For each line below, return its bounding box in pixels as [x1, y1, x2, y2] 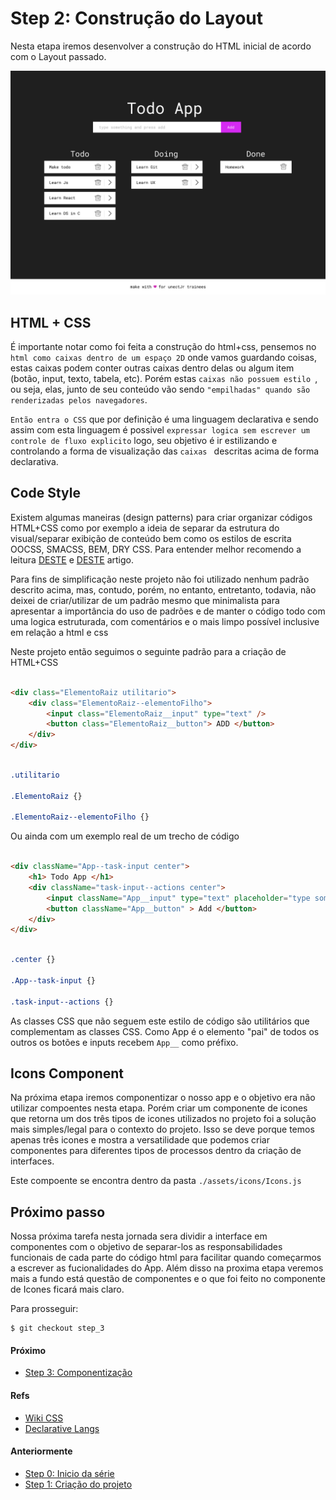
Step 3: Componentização [24, 1367, 133, 1379]
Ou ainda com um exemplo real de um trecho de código [10, 830, 240, 842]
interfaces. [10, 1155, 55, 1167]
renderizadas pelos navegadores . [10, 394, 148, 406]
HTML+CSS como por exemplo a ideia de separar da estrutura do [10, 522, 280, 534]
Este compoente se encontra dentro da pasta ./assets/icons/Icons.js [10, 1175, 302, 1187]
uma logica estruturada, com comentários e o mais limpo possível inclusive [10, 615, 320, 627]
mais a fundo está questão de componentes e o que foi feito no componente [10, 1273, 326, 1285]
